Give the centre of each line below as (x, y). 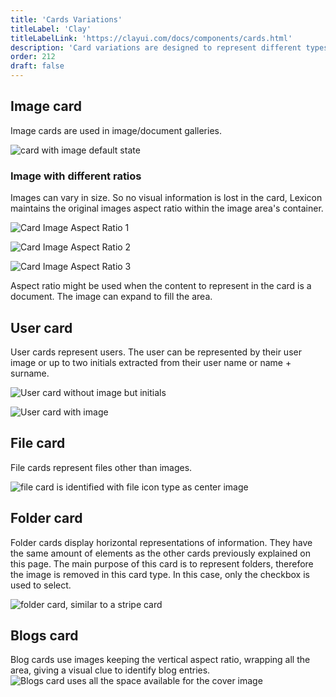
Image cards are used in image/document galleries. (116, 130)
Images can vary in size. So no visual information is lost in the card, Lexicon (166, 198)
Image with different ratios (76, 176)
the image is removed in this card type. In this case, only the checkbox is (160, 574)
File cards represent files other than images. (101, 467)
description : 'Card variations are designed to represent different (156, 47)
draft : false (37, 66)
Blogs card (44, 635)
